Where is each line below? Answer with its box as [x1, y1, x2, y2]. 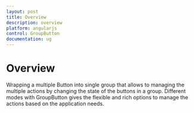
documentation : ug [6, 36, 52, 42]
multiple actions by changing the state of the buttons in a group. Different [6, 87, 186, 95]
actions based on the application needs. [6, 100, 104, 107]
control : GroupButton [6, 31, 60, 37]
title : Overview [6, 14, 46, 20]
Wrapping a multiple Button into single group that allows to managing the [6, 81, 184, 88]
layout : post [6, 8, 39, 15]
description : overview [6, 20, 62, 25]
